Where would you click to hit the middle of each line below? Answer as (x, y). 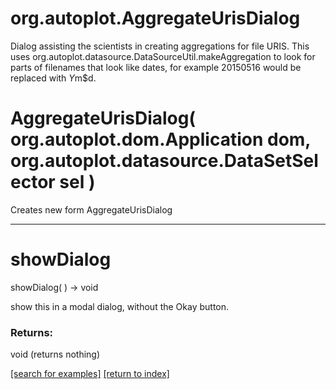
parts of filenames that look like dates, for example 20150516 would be (156, 67)
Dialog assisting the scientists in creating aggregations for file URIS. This (160, 46)
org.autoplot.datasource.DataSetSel (164, 161)
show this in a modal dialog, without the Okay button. (120, 306)
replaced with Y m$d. (53, 78)
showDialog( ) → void (54, 287)
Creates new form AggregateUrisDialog (91, 209)
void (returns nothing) (55, 354)
